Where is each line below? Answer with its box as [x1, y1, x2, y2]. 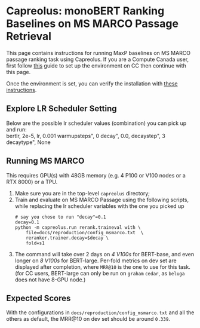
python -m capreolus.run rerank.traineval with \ [14, 224, 141, 231]
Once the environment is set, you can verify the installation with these [6, 79, 178, 87]
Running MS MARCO [6, 156, 85, 166]
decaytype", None [6, 139, 51, 146]
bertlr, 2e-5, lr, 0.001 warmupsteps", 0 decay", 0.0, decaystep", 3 [6, 132, 165, 139]
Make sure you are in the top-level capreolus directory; [14, 189, 150, 197]
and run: [6, 125, 27, 133]
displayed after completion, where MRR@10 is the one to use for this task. [14, 263, 191, 270]
